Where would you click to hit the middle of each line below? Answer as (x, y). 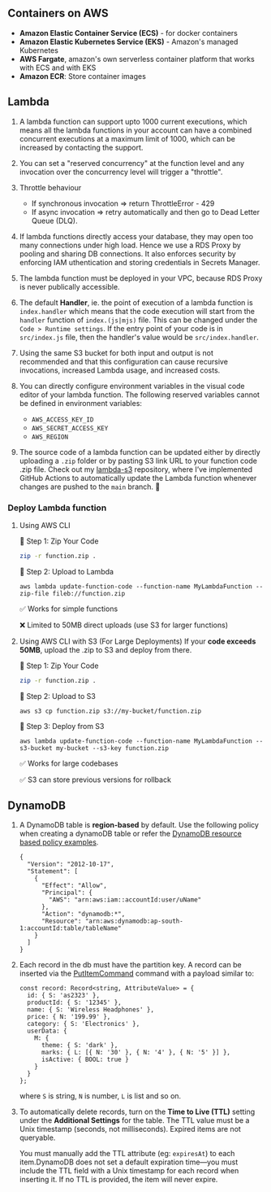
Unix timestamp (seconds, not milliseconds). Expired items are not (130, 1129)
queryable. (37, 1137)
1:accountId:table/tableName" (71, 928)
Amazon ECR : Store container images (83, 76)
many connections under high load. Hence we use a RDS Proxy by (130, 245)
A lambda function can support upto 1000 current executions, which (133, 121)
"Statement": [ (53, 871)
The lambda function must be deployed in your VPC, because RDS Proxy (141, 278)
